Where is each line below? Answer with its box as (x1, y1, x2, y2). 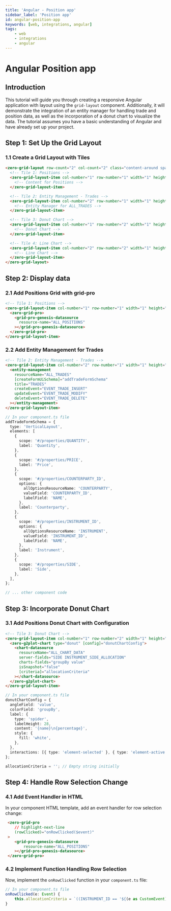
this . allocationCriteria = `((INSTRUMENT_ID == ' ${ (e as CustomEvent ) (14, 897, 167, 902)
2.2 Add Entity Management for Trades (5, 346, 104, 353)
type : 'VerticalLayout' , (10, 424, 63, 429)
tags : (5, 27, 17, 32)
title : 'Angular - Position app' (5, 7, 76, 13)
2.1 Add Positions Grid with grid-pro (5, 289, 95, 297)
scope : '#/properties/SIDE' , (18, 562, 81, 567)
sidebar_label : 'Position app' (5, 12, 72, 17)
